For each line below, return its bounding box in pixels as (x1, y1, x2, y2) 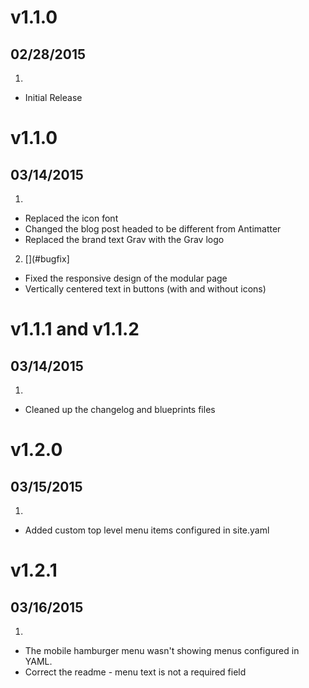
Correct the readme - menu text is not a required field (24, 666, 247, 678)
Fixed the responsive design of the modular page (24, 272, 228, 284)
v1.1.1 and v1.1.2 (10, 318, 140, 341)
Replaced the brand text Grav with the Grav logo (24, 234, 225, 245)
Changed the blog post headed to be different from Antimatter (24, 223, 282, 235)
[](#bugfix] (24, 253, 70, 265)
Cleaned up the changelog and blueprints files (24, 404, 216, 415)
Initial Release (24, 92, 83, 103)
